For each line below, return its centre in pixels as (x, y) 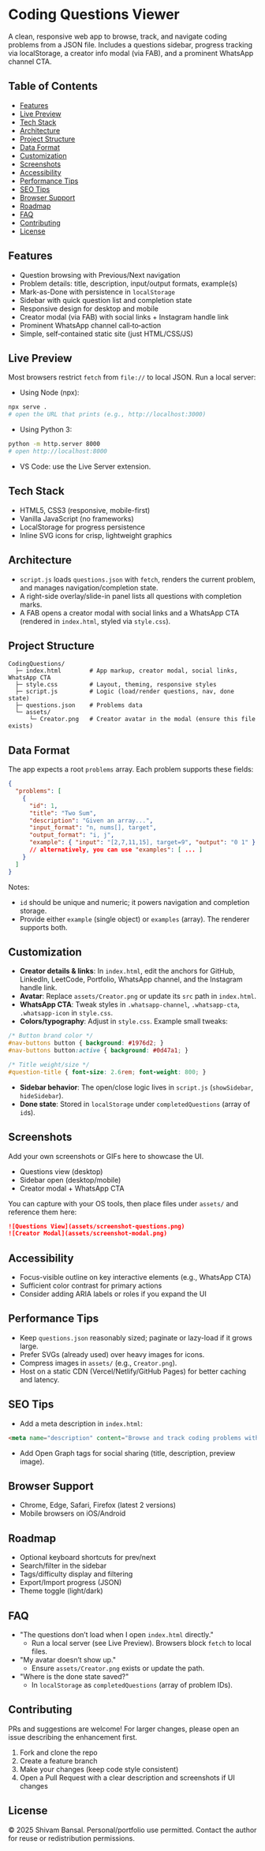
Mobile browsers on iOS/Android (73, 1513)
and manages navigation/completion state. (89, 587)
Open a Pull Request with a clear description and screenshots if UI (127, 1778)
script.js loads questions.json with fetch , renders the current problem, (138, 579)
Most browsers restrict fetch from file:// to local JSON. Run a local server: (132, 377)
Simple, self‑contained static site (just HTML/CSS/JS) (106, 334)
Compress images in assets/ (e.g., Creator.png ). (98, 1363)
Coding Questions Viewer (94, 15)
